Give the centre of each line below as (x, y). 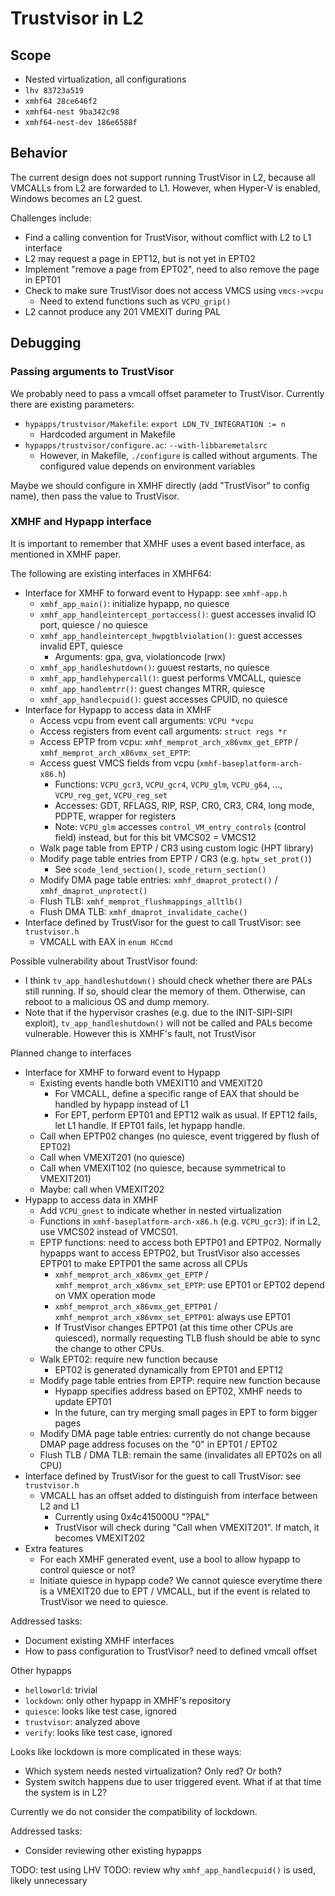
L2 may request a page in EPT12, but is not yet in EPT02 (140, 258)
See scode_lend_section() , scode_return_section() (160, 869)
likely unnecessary (49, 1880)
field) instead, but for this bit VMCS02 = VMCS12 (155, 837)
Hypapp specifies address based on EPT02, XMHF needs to (178, 1391)
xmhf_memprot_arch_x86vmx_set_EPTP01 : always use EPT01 (172, 1316)
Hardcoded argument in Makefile (107, 434)
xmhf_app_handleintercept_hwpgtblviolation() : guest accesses (171, 635)
